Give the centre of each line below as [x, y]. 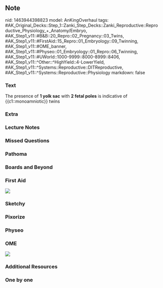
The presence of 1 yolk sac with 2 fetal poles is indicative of [66, 96]
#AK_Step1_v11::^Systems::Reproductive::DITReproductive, [64, 67]
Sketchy [15, 204]
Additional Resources [31, 267]
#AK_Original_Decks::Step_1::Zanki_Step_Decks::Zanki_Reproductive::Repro [82, 25]
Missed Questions [27, 140]
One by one [19, 280]
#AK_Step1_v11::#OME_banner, [36, 46]
